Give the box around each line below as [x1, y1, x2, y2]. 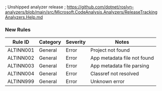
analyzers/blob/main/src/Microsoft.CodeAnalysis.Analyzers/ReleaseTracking [5, 9, 158, 15]
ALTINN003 [7, 63, 35, 69]
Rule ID [12, 39, 29, 45]
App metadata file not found [90, 55, 154, 62]
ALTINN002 [7, 55, 35, 62]
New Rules [5, 26, 31, 33]
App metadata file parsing [90, 63, 149, 69]
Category [39, 39, 61, 45]
